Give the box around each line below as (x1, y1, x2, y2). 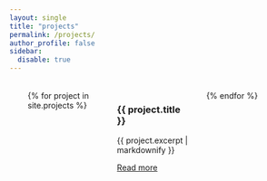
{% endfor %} (205, 90, 259, 100)
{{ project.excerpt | (116, 135, 188, 146)
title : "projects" (9, 22, 79, 31)
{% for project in (27, 90, 89, 100)
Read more (116, 162, 158, 173)
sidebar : (9, 47, 43, 56)
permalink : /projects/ (9, 30, 95, 39)
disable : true (17, 55, 71, 64)
